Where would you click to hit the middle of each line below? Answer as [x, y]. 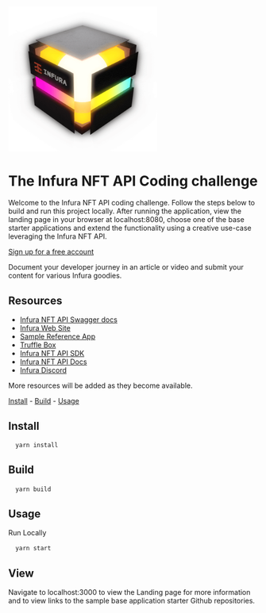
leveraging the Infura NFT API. [58, 236]
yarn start [33, 549]
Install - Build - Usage [44, 401]
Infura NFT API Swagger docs [68, 320]
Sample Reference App [58, 337]
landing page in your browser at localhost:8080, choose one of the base [126, 220]
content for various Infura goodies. [65, 276]
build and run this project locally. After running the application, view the [125, 211]
